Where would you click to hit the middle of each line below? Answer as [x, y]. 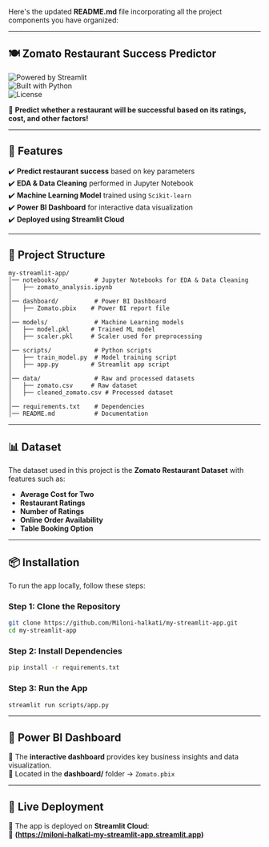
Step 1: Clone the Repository [64, 606]
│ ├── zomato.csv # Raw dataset [73, 386]
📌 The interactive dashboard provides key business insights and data [123, 757]
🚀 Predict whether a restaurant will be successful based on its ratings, [127, 110]
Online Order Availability [62, 520]
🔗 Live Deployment [56, 806]
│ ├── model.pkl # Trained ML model [82, 330]
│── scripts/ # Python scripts [80, 351]
